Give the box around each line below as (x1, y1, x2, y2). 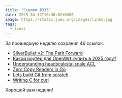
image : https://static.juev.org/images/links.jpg (5, 17, 113, 22)
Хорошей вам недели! (5, 87, 53, 93)
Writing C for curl (12, 77, 49, 83)
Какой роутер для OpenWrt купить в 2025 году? (12, 55, 117, 61)
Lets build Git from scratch (12, 72, 69, 78)
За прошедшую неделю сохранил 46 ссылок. (5, 40, 104, 46)
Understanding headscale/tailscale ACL (12, 61, 96, 67)
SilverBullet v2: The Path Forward (12, 50, 83, 56)
